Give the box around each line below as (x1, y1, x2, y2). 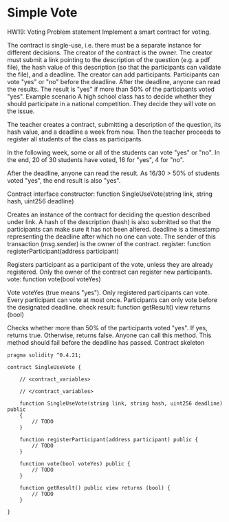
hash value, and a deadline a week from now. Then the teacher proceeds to (7, 128, 221, 136)
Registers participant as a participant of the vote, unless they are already (7, 260, 213, 268)
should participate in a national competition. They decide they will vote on (7, 99, 217, 108)
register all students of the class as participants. (7, 134, 143, 143)
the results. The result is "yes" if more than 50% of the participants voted (7, 85, 215, 93)
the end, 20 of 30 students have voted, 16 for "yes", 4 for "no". (7, 155, 184, 163)
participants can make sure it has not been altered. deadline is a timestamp (7, 225, 220, 233)
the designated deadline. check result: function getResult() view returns (7, 303, 211, 311)
